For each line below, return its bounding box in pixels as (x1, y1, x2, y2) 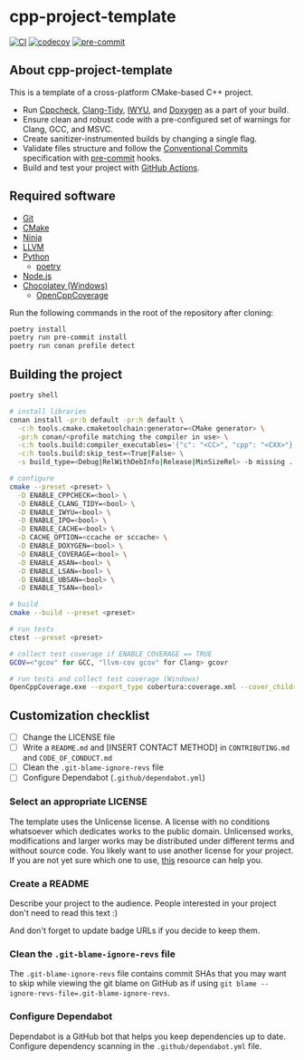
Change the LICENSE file (22, 732, 116, 743)
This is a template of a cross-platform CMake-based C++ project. (9, 86, 253, 97)
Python (22, 251, 50, 262)
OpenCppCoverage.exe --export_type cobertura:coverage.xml (9, 683, 237, 692)
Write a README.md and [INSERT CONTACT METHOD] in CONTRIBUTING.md (22, 742, 290, 754)
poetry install (9, 325, 67, 334)
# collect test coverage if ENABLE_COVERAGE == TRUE (9, 649, 213, 658)
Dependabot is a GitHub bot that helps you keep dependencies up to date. (9, 1031, 287, 1042)
